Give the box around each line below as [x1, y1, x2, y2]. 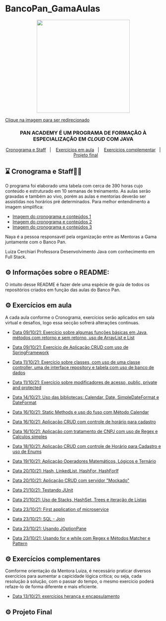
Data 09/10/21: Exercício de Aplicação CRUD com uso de [12, 344, 129, 350]
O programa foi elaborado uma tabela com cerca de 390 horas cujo [5, 183, 143, 189]
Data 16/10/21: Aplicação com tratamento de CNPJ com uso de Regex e [12, 428, 158, 434]
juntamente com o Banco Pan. [5, 239, 67, 245]
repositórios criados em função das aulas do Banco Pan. [5, 287, 120, 293]
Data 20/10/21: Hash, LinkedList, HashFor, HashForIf [12, 467, 119, 473]
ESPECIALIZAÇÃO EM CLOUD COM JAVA [33, 135, 134, 142]
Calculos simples [12, 433, 48, 440]
